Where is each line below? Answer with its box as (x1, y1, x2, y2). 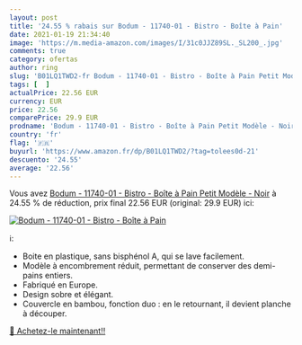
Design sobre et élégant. (22, 289, 114, 300)
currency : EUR (9, 96, 63, 106)
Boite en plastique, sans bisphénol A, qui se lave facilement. (22, 251, 245, 261)
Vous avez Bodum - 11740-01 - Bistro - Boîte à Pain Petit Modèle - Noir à (9, 188, 277, 199)
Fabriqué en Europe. (22, 279, 99, 290)
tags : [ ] (9, 80, 50, 89)
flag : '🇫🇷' (9, 138, 54, 147)
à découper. (22, 308, 67, 319)
